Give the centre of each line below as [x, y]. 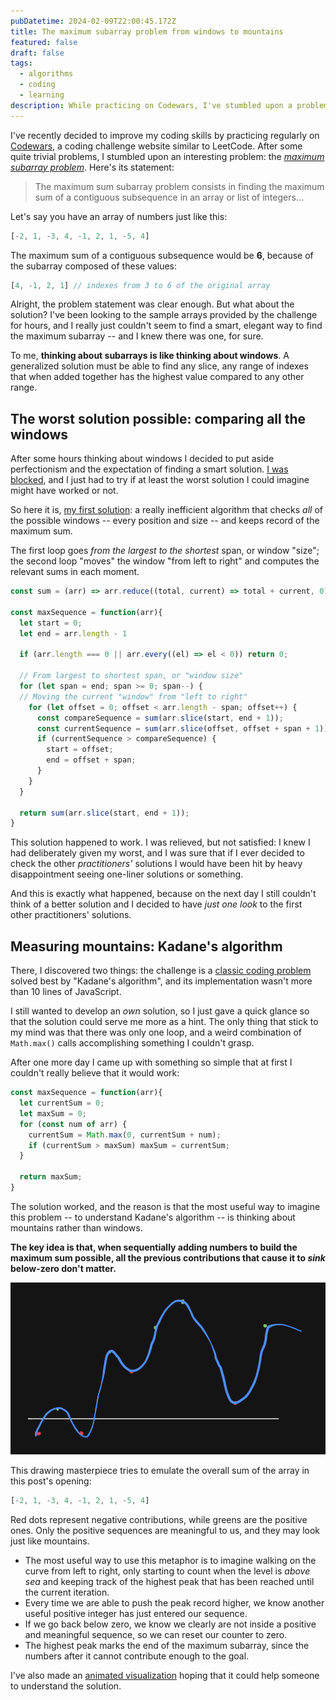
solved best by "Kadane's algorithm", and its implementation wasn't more [161, 981]
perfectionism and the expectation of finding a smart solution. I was [149, 469]
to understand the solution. [66, 1686]
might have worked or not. [64, 491]
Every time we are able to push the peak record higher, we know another [174, 1603]
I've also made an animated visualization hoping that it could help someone [165, 1676]
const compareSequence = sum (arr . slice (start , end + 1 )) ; [160, 718]
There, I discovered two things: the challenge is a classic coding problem [161, 971]
